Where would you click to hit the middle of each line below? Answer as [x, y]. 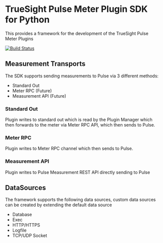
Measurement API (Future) [39, 96]
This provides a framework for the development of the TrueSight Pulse [77, 33]
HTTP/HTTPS [26, 225]
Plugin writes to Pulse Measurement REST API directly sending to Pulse [78, 172]
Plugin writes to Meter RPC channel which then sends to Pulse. [69, 149]
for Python [27, 20]
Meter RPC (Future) [32, 91]
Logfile [19, 230]
